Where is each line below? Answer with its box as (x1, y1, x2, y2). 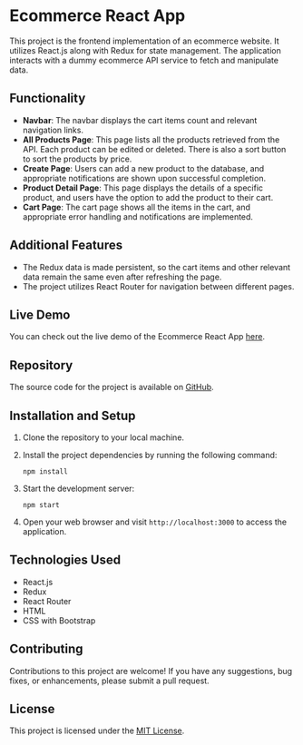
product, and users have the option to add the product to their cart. (22, 191, 274, 202)
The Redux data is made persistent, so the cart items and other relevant (22, 261, 291, 272)
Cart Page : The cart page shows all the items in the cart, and (22, 201, 251, 212)
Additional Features (9, 238, 123, 253)
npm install (22, 467, 68, 476)
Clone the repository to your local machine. (22, 432, 184, 443)
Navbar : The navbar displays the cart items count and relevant (22, 114, 258, 125)
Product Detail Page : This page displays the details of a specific (22, 182, 264, 193)
